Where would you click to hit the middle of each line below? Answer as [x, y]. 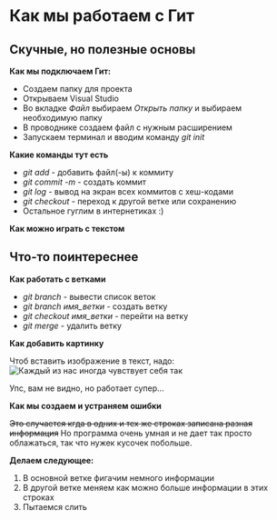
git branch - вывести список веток [89, 296]
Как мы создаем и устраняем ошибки [85, 405]
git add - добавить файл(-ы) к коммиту [98, 172]
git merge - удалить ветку [72, 325]
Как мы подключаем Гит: [60, 71]
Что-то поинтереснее [74, 257]
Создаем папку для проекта [78, 89]
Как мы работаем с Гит [102, 16]
